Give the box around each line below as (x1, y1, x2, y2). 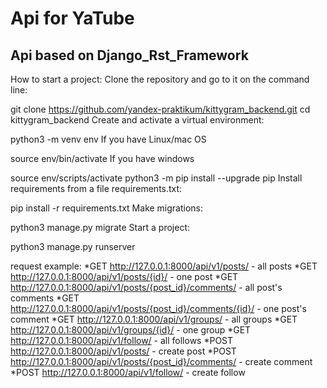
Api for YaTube (10, 7, 135, 30)
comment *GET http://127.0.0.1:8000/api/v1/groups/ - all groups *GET (10, 313, 298, 325)
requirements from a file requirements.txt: (10, 183, 183, 194)
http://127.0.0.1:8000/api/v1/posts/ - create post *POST (10, 345, 237, 357)
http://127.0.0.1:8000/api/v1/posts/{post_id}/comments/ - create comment (10, 356, 313, 367)
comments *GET (10, 292, 80, 304)
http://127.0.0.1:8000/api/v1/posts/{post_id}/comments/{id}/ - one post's (10, 303, 307, 314)
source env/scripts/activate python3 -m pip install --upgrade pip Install (10, 172, 303, 184)
